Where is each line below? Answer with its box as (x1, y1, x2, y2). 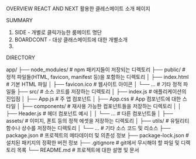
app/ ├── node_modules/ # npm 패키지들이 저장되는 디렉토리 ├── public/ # (6, 66, 186, 73)
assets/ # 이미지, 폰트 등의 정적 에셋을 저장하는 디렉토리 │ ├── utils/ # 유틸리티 (6, 117, 190, 124)
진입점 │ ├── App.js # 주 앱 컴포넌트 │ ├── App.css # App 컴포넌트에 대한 (6, 95, 181, 102)
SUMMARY (6, 17, 33, 23)
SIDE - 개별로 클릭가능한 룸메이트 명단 (14, 29, 102, 36)
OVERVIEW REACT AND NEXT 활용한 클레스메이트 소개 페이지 (6, 5, 150, 12)
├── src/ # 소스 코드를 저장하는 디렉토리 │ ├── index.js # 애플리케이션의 (16, 88, 187, 95)
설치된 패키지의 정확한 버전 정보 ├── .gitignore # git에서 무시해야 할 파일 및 (6, 139, 180, 146)
